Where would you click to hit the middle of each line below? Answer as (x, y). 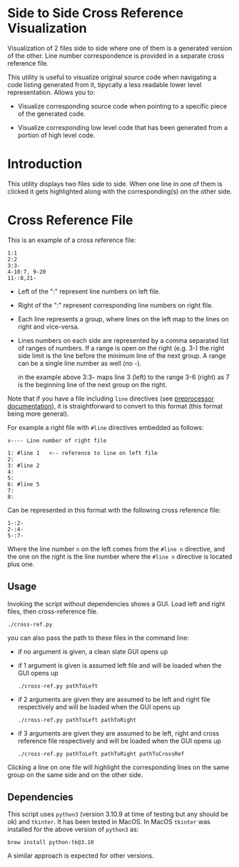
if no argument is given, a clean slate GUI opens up (93, 651)
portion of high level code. (56, 135)
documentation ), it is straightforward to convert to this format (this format (115, 406)
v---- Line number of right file (57, 441)
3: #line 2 (24, 466)
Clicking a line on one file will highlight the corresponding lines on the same (118, 767)
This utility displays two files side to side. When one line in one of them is (115, 184)
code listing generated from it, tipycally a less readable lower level (105, 84)
